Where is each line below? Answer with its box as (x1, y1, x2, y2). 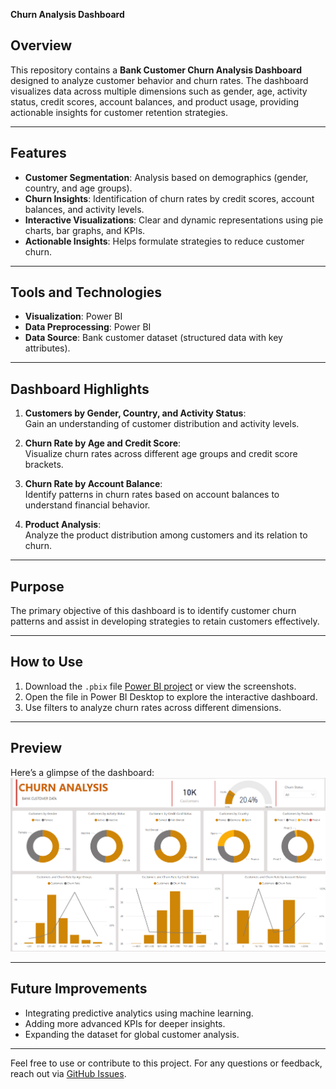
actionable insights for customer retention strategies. (10, 106, 228, 118)
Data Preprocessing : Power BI (24, 321, 152, 333)
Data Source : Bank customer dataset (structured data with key (24, 332, 283, 344)
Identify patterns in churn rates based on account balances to (24, 489, 280, 501)
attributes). (24, 342, 71, 354)
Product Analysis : (24, 519, 102, 531)
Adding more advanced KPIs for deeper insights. (24, 1017, 226, 1029)
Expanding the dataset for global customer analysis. (24, 1028, 240, 1040)
